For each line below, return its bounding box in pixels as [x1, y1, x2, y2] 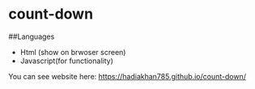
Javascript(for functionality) [19, 56, 113, 66]
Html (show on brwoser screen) [19, 47, 126, 57]
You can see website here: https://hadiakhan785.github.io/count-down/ [8, 71, 247, 81]
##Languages [8, 32, 55, 41]
